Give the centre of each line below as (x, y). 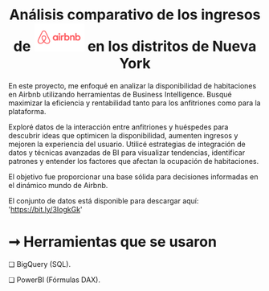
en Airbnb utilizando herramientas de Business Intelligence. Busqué (120, 95)
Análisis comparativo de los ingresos (135, 15)
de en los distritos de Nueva (135, 47)
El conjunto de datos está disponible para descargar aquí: (104, 201)
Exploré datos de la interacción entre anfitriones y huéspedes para (118, 127)
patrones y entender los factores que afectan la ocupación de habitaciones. (134, 162)
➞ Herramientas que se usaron (112, 242)
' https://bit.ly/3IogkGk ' (45, 210)
